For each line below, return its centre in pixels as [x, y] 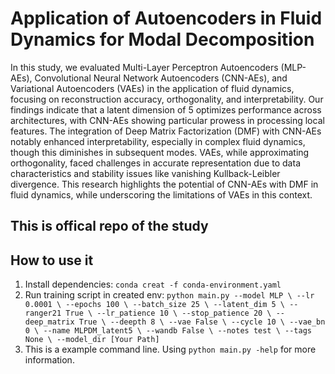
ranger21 [43, 313]
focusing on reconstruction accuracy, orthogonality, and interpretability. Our [167, 99]
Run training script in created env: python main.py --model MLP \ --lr [169, 295]
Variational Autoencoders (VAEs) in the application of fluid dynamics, [152, 88]
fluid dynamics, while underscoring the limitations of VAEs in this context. [161, 194]
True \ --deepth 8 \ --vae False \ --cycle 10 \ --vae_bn [202, 322]
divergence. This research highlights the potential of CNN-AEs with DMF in [164, 184]
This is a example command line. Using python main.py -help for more [170, 349]
